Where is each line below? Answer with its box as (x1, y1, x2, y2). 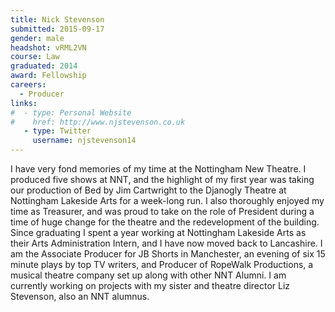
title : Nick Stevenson (10, 14, 105, 25)
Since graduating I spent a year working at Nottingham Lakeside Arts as (10, 227, 307, 238)
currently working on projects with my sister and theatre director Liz (10, 280, 291, 291)
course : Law (10, 52, 60, 62)
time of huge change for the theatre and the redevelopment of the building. (10, 216, 320, 228)
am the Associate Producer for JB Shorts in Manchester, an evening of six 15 (10, 248, 326, 260)
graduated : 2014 (10, 61, 78, 71)
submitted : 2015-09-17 (10, 24, 105, 34)
